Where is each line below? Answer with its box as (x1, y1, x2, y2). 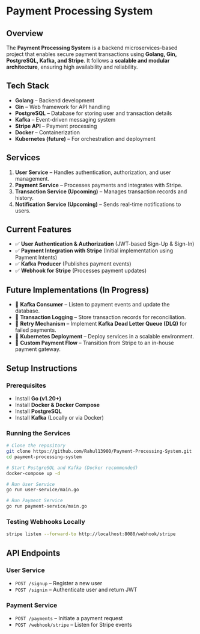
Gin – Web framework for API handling (14, 103, 110, 110)
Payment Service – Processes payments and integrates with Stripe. (14, 181, 183, 188)
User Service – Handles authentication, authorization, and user (14, 169, 171, 176)
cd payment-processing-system (6, 453, 82, 460)
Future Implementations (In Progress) (6, 285, 149, 295)
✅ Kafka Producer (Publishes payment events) (14, 260, 132, 267)
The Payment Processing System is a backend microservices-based (6, 44, 178, 51)
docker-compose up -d (6, 470, 61, 476)
